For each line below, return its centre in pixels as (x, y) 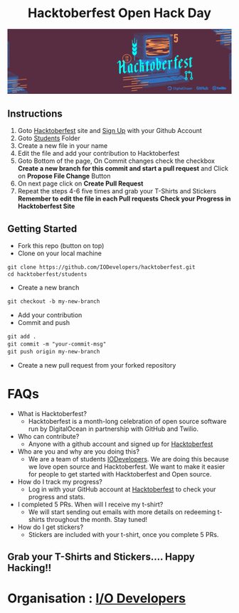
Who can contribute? (48, 436)
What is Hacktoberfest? (52, 413)
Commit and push (44, 323)
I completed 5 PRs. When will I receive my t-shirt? (90, 504)
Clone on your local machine (59, 253)
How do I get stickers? (51, 527)
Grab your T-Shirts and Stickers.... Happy (101, 557)
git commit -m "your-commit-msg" (57, 344)
